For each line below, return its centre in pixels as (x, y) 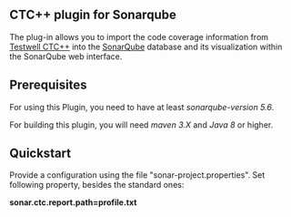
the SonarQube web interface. (66, 56)
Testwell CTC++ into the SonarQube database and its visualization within (146, 46)
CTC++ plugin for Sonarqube (93, 15)
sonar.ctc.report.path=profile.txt (73, 202)
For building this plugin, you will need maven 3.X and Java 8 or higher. (141, 124)
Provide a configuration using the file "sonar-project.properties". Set (137, 175)
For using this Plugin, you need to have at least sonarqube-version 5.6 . (142, 107)
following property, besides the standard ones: (97, 185)
